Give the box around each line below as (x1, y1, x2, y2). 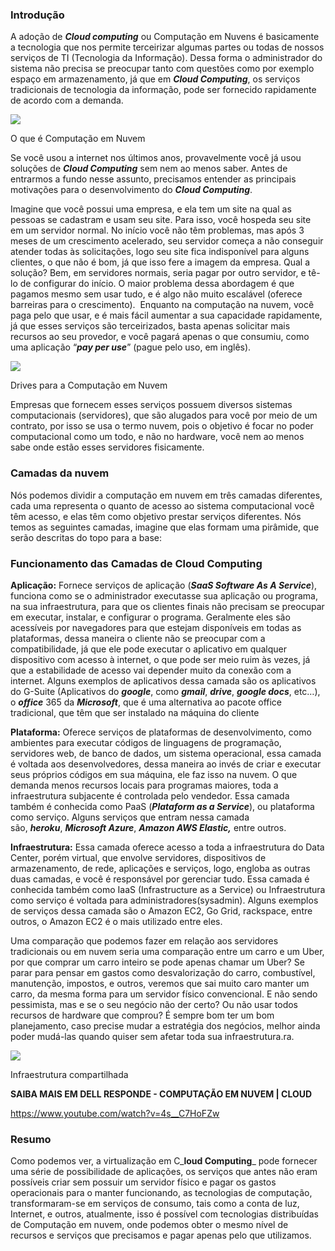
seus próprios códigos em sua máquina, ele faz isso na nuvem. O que (10, 768, 298, 780)
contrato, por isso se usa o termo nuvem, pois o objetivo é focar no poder (10, 420, 314, 432)
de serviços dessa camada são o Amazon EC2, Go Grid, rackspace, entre (10, 904, 313, 917)
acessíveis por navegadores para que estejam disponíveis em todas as (10, 621, 302, 633)
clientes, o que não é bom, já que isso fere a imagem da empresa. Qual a (10, 256, 311, 268)
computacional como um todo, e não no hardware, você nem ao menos (10, 431, 305, 443)
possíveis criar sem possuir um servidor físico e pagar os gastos (10, 1176, 277, 1188)
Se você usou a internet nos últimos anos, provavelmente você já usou (10, 152, 302, 164)
